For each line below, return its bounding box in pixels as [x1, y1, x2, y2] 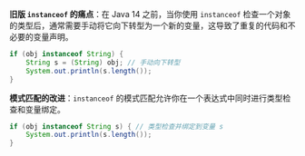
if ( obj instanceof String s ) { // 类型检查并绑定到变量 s [9, 122, 224, 131]
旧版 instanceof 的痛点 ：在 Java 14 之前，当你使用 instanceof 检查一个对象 [9, 9, 291, 19]
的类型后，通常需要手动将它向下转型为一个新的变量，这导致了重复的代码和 [9, 20, 288, 31]
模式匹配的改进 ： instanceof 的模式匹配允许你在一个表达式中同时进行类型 [9, 93, 283, 103]
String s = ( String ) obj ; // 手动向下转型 [25, 58, 181, 67]
